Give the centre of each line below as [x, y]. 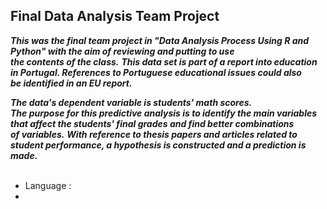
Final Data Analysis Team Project [115, 16]
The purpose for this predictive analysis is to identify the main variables [164, 113]
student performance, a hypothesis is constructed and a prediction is [158, 145]
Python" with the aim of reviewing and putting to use [122, 51]
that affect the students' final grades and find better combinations [152, 123]
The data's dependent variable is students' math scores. [131, 102]
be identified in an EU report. [71, 83]
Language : [48, 185]
